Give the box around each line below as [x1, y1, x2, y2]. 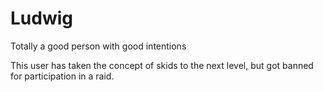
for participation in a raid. [10, 70, 115, 82]
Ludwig [10, 7, 73, 30]
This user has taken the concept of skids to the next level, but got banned [10, 59, 314, 71]
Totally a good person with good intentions [10, 40, 187, 52]
